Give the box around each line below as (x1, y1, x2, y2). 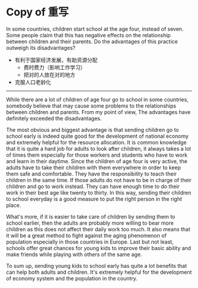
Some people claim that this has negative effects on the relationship (6, 31, 171, 38)
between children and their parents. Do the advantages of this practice (6, 38, 178, 45)
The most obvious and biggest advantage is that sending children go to (6, 126, 179, 133)
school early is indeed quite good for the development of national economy (6, 132, 189, 140)
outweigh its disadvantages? (6, 44, 75, 51)
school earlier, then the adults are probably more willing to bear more (6, 219, 174, 226)
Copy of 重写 (6, 5, 69, 19)
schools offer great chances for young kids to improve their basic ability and (6, 244, 192, 251)
